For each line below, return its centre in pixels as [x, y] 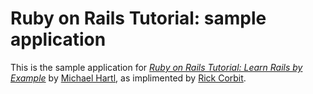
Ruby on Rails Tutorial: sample [138, 18]
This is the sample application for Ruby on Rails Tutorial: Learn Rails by [156, 67]
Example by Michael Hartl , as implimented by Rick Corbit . [128, 78]
